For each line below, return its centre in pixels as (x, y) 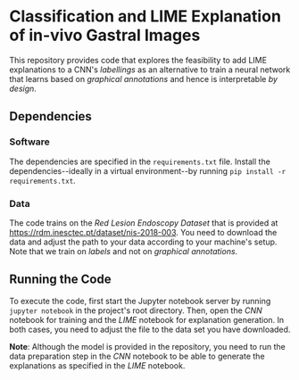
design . (23, 88)
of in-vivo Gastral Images (105, 35)
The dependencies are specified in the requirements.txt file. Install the (140, 161)
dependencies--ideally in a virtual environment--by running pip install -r (148, 170)
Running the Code (60, 280)
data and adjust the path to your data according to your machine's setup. (143, 242)
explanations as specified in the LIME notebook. (97, 365)
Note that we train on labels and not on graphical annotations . (124, 251)
